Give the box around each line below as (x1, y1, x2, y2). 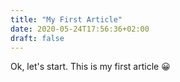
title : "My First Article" (10, 14, 123, 25)
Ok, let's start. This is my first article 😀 (10, 61, 171, 73)
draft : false (10, 33, 65, 43)
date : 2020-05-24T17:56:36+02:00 (10, 24, 150, 34)
